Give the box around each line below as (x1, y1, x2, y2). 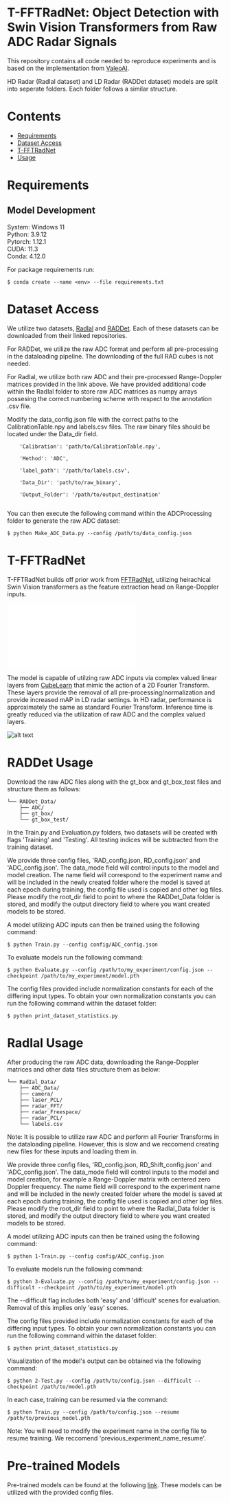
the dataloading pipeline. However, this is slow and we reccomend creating (7, 1140, 220, 1148)
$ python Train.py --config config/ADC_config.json (7, 941, 158, 948)
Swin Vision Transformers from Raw (7, 19, 218, 35)
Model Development (7, 205, 96, 216)
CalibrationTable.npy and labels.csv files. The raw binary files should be (7, 422, 211, 431)
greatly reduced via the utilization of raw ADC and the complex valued (7, 710, 206, 719)
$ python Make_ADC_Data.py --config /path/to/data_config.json (7, 530, 192, 536)
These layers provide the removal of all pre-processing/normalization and (7, 688, 216, 697)
